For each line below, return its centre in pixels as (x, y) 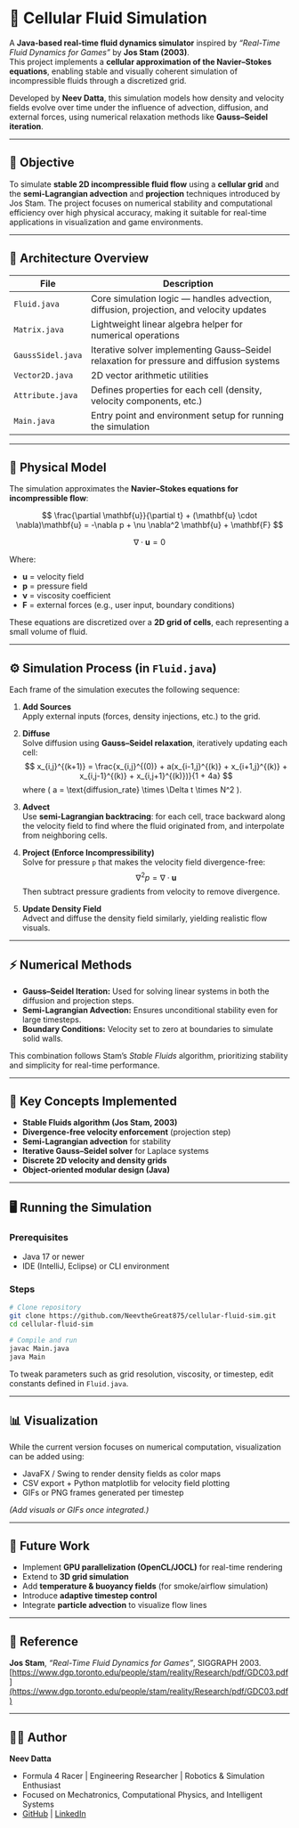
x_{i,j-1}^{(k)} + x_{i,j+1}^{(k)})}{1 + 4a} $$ (156, 776)
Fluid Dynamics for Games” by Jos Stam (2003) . (99, 52)
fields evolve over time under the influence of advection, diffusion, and (139, 107)
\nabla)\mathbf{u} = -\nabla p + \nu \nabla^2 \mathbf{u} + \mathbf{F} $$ (149, 525)
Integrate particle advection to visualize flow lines (114, 1605)
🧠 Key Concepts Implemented (93, 1102)
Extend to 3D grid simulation (75, 1577)
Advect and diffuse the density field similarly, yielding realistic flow (145, 918)
